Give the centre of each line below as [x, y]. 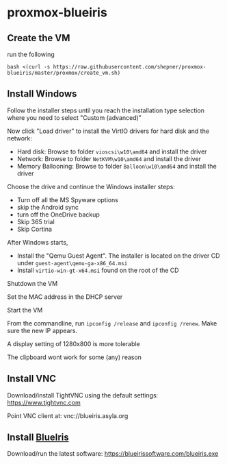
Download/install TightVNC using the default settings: [83, 395]
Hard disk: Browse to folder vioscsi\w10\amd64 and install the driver [112, 151]
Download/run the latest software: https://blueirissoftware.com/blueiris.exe [113, 454]
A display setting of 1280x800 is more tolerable [74, 343]
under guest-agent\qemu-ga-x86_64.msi [72, 262]
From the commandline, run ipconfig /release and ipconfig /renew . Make [112, 323]
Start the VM [25, 310]
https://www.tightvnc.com [44, 402]
